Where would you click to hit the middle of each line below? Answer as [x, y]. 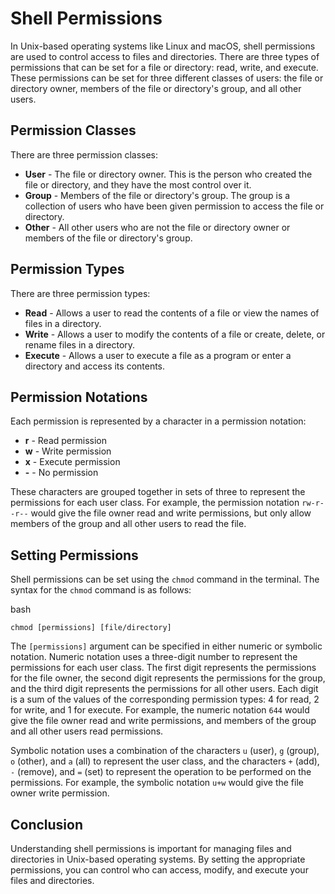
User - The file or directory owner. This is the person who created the [168, 174]
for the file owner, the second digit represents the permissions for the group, [168, 678]
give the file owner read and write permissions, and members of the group [163, 721]
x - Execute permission [72, 462]
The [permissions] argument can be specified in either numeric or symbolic [166, 646]
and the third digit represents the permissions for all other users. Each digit [164, 689]
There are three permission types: [80, 293]
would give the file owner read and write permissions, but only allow [171, 513]
